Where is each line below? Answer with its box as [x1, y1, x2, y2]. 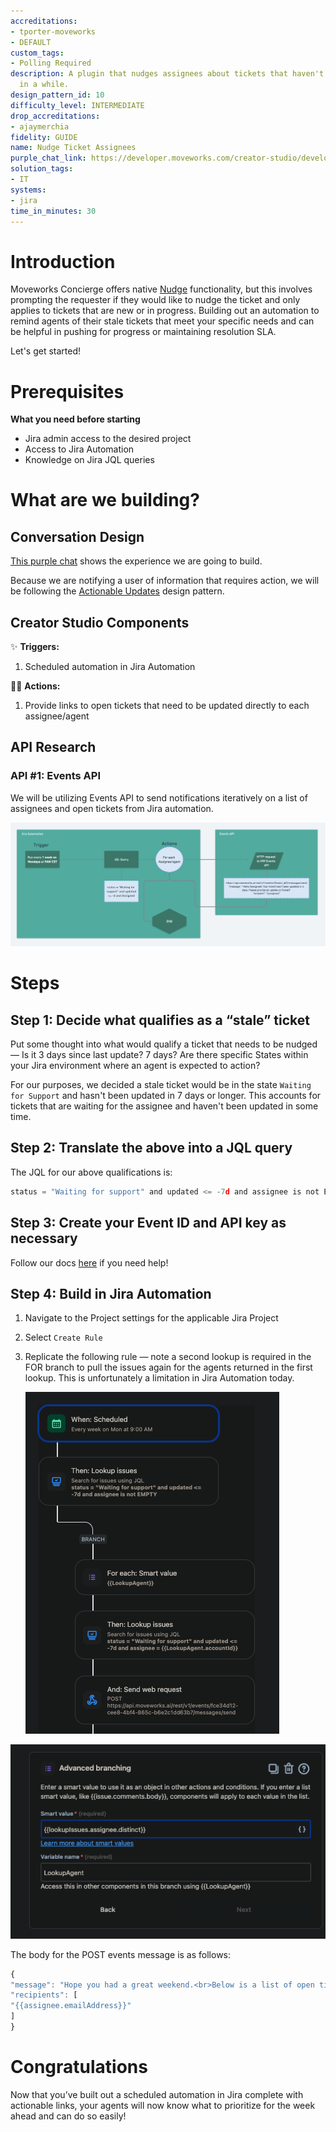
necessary [10, 1230, 78, 1247]
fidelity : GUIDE [10, 132, 78, 142]
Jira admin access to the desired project [24, 433, 192, 445]
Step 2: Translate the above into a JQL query [10, 1140, 293, 1157]
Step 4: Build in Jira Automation [10, 1285, 212, 1302]
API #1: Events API [10, 769, 101, 783]
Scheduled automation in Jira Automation [24, 661, 196, 673]
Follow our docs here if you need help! [10, 1256, 169, 1269]
